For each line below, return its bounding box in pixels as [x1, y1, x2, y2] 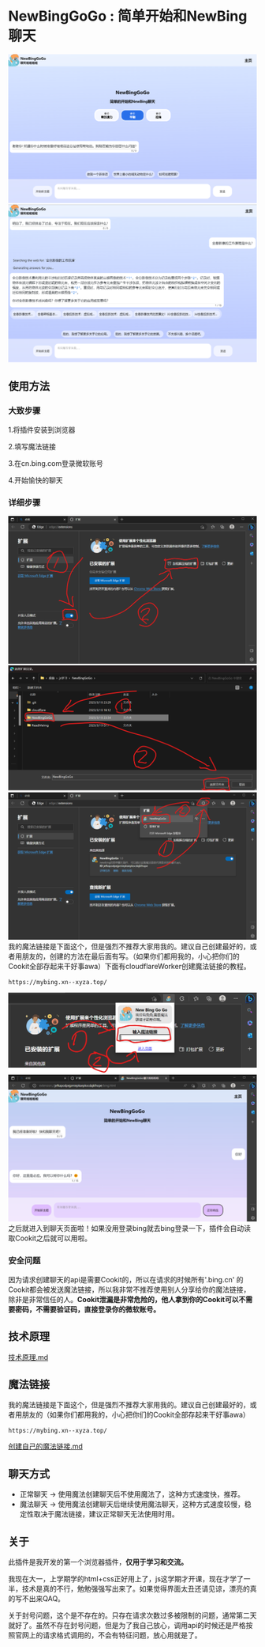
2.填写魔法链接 [8, 441, 57, 451]
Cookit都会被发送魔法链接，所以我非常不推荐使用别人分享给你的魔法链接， [8, 1285, 251, 1294]
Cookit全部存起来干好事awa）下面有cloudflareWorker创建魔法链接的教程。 [8, 962, 251, 971]
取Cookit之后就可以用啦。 [8, 1233, 92, 1243]
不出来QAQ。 [21, 1594, 65, 1603]
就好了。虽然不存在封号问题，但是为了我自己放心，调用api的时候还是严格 [8, 1621, 246, 1630]
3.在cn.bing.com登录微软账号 [8, 458, 104, 468]
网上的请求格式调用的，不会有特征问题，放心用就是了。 [21, 1630, 202, 1640]
